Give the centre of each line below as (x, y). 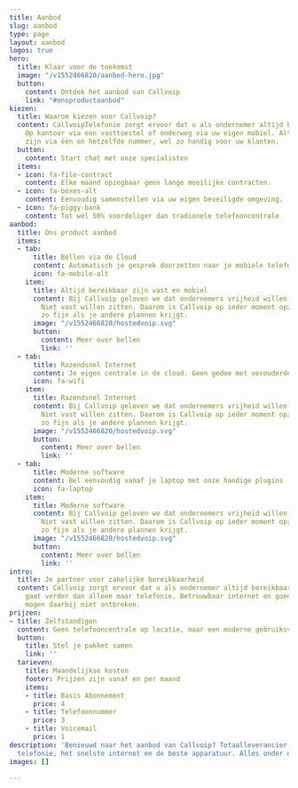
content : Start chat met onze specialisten (107, 158)
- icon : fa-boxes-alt (57, 191)
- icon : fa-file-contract (65, 174)
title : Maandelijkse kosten (77, 671)
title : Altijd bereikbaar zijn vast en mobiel (120, 290)
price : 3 (49, 720)
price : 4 (49, 704)
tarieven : (35, 663)
